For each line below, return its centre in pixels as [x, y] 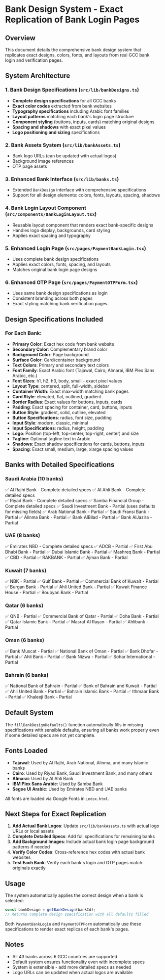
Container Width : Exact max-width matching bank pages [70, 391]
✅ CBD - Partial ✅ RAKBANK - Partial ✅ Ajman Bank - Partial [66, 557]
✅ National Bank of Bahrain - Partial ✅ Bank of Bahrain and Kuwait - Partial [81, 686]
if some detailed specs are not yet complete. [50, 735]
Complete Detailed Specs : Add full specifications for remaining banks [83, 837]
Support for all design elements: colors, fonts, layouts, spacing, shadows [86, 195]
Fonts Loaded [27, 751]
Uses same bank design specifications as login [60, 293]
